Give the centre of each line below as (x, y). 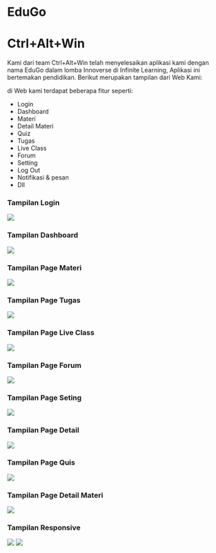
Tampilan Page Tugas (44, 300)
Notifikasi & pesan (43, 177)
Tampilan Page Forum (44, 365)
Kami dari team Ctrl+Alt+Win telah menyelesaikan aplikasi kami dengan (108, 63)
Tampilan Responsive (44, 527)
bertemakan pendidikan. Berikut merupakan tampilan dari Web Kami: (105, 77)
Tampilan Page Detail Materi (55, 495)
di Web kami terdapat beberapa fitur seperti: (70, 91)
